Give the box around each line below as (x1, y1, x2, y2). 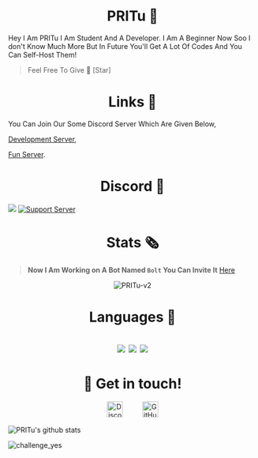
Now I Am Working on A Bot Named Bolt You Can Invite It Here (27, 265, 235, 275)
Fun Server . (8, 149, 46, 159)
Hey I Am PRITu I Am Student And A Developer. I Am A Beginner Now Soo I (8, 33, 251, 43)
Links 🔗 (108, 93, 157, 111)
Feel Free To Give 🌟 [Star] (27, 65, 112, 74)
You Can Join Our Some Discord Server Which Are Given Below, (8, 118, 217, 129)
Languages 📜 (89, 308, 176, 326)
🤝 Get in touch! (83, 375, 182, 393)
